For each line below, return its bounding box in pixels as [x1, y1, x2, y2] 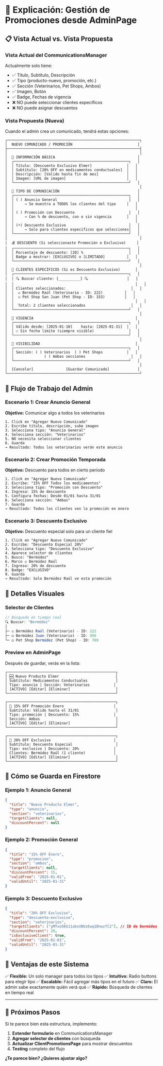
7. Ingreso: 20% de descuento [5, 563, 66, 568]
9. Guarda [5, 572, 25, 577]
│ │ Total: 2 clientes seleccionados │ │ [5, 303, 142, 308]
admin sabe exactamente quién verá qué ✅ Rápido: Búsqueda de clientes [5, 984, 153, 990]
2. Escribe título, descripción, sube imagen [5, 423, 98, 428]
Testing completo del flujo [12, 1046, 65, 1052]
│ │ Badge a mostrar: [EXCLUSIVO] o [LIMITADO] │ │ [5, 255, 138, 260]
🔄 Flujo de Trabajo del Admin [5, 384, 93, 393]
